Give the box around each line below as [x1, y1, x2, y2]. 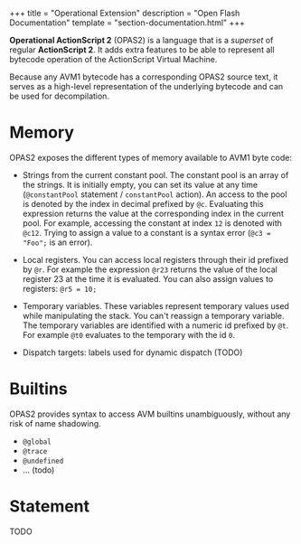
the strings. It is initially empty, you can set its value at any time [22, 179, 259, 190]
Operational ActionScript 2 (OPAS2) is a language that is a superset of [9, 35, 274, 45]
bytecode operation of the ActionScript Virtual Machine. [9, 54, 218, 64]
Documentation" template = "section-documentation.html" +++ [9, 17, 246, 28]
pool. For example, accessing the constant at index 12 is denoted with [22, 217, 283, 229]
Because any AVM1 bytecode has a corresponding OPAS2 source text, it [9, 71, 278, 82]
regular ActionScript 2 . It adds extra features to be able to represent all [9, 44, 275, 55]
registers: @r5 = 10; [22, 283, 98, 294]
